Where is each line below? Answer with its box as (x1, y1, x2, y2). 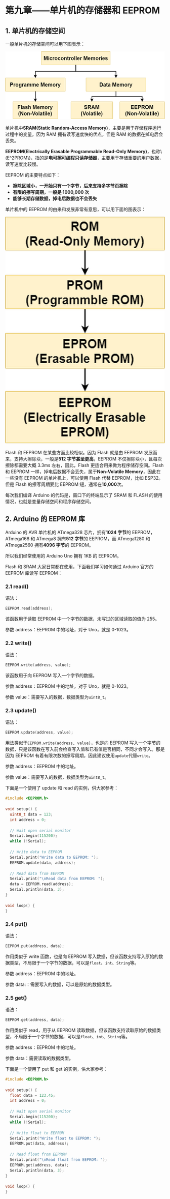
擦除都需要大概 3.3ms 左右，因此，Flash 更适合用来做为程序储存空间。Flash (5, 462, 164, 468)
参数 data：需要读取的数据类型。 (5, 1055, 73, 1061)
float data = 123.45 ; (10, 1093, 56, 1098)
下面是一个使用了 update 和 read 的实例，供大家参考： (5, 785, 119, 791)
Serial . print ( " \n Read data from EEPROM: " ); (10, 876, 105, 882)
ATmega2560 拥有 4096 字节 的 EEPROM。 (5, 542, 94, 548)
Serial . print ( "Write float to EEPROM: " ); (10, 1135, 101, 1141)
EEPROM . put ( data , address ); (10, 1141, 69, 1146)
